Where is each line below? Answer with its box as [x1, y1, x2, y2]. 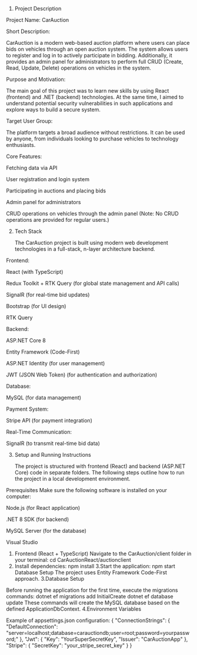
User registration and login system [6, 176, 90, 182]
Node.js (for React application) [6, 505, 81, 511]
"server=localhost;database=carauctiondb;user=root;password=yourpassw [6, 630, 190, 636]
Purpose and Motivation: [6, 76, 66, 83]
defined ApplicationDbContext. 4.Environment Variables [6, 605, 142, 613]
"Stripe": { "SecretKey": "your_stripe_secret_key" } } [6, 642, 132, 649]
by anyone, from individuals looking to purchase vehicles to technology [6, 135, 179, 142]
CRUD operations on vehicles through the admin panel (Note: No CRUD [6, 210, 179, 217]
